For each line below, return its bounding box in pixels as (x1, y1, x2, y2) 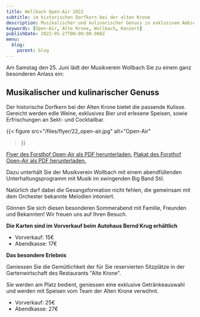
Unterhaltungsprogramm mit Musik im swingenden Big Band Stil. (6, 175, 165, 182)
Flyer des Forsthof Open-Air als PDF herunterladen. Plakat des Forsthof (6, 150, 182, 158)
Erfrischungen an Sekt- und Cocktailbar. (6, 116, 105, 123)
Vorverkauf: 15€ (14, 234, 55, 241)
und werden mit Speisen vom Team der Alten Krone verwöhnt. (6, 287, 159, 294)
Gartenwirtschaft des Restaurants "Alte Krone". (6, 269, 121, 276)
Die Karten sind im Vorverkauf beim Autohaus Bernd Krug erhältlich (6, 222, 178, 229)
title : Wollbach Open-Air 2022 (6, 8, 84, 15)
